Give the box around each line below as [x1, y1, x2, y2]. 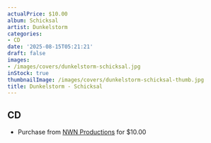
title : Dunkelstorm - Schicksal [7, 83, 103, 90]
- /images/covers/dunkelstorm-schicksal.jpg [7, 63, 141, 70]
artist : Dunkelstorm [7, 23, 69, 30]
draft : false [7, 50, 46, 57]
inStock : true [7, 69, 50, 76]
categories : [7, 30, 42, 38]
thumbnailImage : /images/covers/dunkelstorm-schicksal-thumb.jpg [7, 76, 204, 84]
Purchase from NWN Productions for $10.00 [17, 128, 147, 137]
